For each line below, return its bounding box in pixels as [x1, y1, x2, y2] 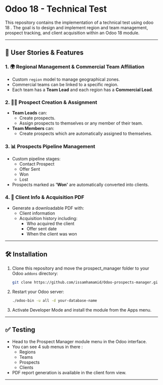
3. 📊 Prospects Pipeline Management [5, 143, 96, 149]
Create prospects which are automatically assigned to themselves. [19, 130, 153, 136]
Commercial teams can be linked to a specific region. [12, 81, 119, 87]
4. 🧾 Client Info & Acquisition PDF [5, 194, 84, 201]
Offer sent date [26, 225, 57, 232]
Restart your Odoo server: [12, 289, 65, 295]
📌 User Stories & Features [5, 49, 84, 57]
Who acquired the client [26, 220, 75, 226]
